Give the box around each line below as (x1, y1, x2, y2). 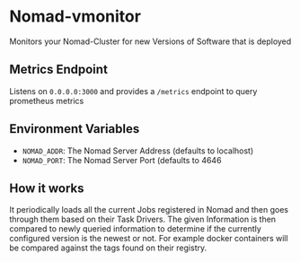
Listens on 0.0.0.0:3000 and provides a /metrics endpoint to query (9, 85, 258, 96)
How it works (9, 180, 84, 196)
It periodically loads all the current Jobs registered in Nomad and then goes (9, 205, 289, 215)
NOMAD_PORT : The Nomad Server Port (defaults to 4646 (22, 154, 222, 165)
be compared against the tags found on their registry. (9, 242, 207, 253)
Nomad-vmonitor (9, 6, 142, 27)
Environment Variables (9, 121, 140, 136)
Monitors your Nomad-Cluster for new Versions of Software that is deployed (9, 36, 292, 47)
